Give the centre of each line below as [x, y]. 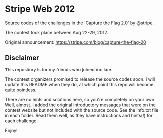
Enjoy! [12, 130]
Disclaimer [22, 58]
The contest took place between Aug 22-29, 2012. [57, 32]
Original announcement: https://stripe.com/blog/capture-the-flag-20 [76, 42]
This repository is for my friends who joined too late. [59, 69]
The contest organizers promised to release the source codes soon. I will [80, 79]
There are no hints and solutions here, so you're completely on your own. [80, 99]
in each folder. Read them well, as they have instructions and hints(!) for [79, 115]
